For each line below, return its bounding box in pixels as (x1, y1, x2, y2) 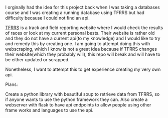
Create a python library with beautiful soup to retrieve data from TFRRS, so (5, 91, 160, 97)
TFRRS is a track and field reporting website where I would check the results (5, 25, 163, 31)
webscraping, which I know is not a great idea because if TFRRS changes (5, 46, 157, 52)
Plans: (5, 81, 18, 87)
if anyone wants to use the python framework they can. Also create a (5, 96, 148, 102)
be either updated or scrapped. (5, 57, 70, 62)
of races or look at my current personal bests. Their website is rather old (5, 30, 155, 36)
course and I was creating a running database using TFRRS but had (5, 10, 144, 16)
